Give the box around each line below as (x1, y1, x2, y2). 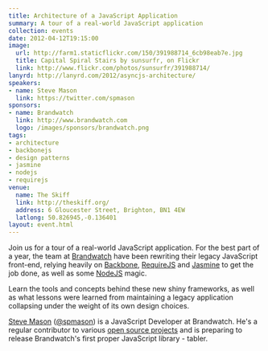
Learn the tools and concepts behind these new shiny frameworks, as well (8, 284, 255, 294)
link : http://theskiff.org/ (15, 198, 110, 206)
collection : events (8, 27, 74, 35)
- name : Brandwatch (8, 109, 74, 117)
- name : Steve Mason (8, 86, 78, 95)
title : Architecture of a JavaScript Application (8, 11, 179, 20)
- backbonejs (8, 146, 52, 154)
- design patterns (8, 153, 70, 161)
